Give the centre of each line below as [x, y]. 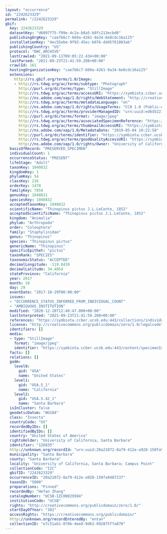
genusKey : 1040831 [29, 195]
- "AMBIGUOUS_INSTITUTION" [38, 306]
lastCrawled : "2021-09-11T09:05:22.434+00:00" [59, 56]
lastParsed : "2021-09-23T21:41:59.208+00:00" [58, 61]
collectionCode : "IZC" [33, 468]
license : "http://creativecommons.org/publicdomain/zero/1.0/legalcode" [86, 325]
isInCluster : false [30, 408]
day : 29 [18, 288]
